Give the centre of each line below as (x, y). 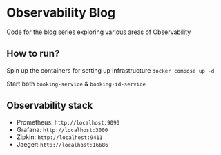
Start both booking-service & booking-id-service (76, 84)
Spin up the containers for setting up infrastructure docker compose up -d (110, 70)
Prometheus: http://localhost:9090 (68, 122)
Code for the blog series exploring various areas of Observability (99, 32)
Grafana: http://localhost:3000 (62, 129)
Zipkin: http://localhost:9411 (59, 137)
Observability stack (50, 106)
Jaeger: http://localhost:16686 (62, 144)
